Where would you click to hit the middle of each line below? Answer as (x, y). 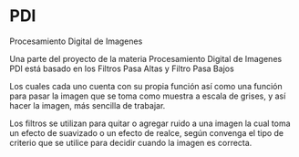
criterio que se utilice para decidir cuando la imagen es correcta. (131, 142)
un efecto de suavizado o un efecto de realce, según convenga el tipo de (147, 132)
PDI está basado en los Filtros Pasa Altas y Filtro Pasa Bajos (122, 68)
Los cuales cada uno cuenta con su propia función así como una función (146, 86)
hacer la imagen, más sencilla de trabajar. (88, 105)
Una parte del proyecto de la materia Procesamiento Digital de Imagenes (146, 58)
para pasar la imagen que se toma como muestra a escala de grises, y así (148, 96)
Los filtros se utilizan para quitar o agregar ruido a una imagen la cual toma (150, 123)
